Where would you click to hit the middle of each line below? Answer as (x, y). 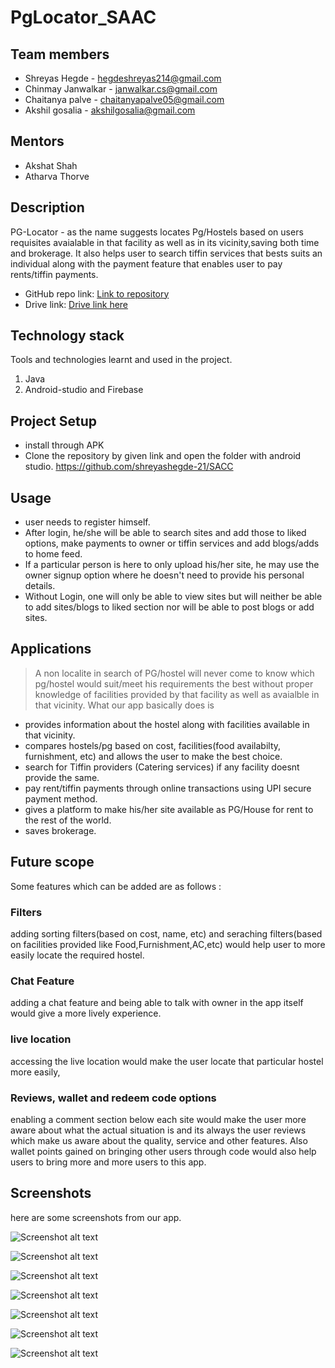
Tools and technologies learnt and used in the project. (121, 360)
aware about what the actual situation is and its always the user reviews (158, 1130)
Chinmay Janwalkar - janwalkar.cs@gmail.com (121, 89)
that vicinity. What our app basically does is (124, 705)
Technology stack (67, 336)
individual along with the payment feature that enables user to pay (146, 263)
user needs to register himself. (87, 522)
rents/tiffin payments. (54, 274)
